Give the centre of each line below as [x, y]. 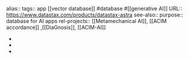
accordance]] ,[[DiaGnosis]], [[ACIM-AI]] [56, 27]
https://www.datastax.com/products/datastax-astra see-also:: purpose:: [95, 15]
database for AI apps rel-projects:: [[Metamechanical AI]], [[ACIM [86, 21]
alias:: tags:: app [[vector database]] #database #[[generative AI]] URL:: [94, 9]
